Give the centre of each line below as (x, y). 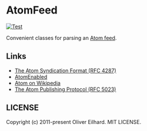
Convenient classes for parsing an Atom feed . (61, 38)
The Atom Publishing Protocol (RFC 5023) (65, 89)
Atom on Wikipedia (37, 83)
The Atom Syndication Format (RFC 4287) (65, 70)
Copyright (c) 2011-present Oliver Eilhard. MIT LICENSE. (74, 122)
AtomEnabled (31, 76)
